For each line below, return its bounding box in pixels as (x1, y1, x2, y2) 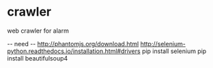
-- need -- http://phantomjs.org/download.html (7, 39, 139, 48)
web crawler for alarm (7, 27, 70, 35)
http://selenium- (140, 39, 186, 48)
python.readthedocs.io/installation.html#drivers (7, 47, 141, 55)
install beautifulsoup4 (7, 54, 68, 62)
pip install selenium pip (142, 47, 207, 55)
